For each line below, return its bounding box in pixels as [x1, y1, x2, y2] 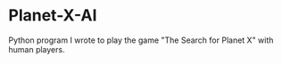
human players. [8, 44, 65, 54]
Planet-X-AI [8, 5, 97, 26]
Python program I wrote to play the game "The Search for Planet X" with [8, 35, 274, 45]
